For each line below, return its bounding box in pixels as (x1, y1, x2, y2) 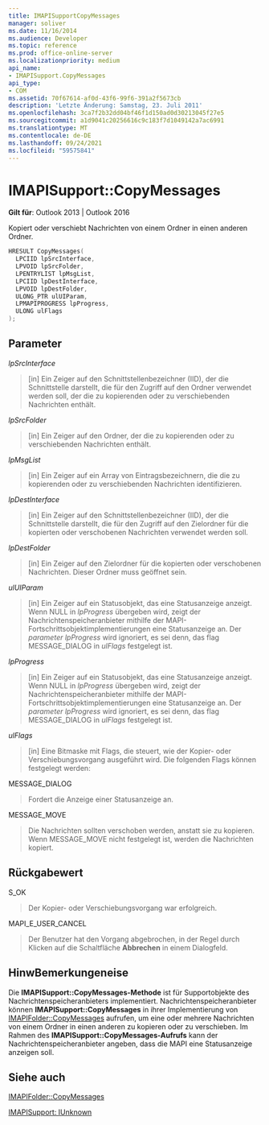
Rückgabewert (8, 866, 84, 880)
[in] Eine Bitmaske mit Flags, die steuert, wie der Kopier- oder (27, 746, 231, 756)
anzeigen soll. (8, 1047, 55, 1057)
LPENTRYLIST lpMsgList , (15, 270, 95, 278)
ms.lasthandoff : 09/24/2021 (8, 138, 103, 147)
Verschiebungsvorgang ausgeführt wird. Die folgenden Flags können (27, 754, 257, 764)
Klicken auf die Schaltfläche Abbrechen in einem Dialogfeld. (27, 942, 229, 952)
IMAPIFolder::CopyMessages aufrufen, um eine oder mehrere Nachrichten (8, 1013, 255, 1023)
